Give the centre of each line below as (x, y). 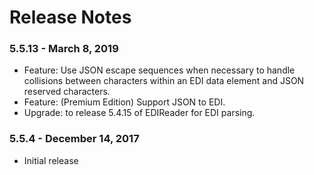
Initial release (51, 160)
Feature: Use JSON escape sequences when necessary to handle (159, 70)
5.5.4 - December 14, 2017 (74, 139)
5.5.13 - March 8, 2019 (64, 49)
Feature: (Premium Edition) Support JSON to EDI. (124, 102)
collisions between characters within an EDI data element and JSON (164, 81)
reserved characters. (67, 92)
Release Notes (70, 17)
